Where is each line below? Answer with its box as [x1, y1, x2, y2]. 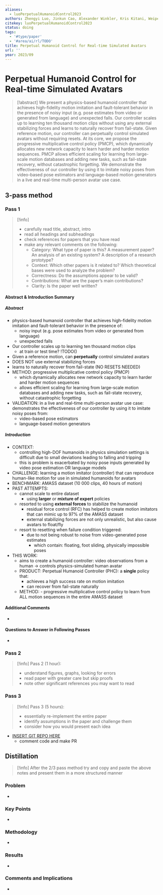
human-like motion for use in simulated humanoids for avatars [12, 475, 136, 481]
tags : [5, 30, 16, 34]
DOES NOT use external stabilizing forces [12, 359, 96, 364]
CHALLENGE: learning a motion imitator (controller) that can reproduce [12, 470, 154, 476]
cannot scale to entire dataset [19, 490, 79, 496]
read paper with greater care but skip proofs [24, 675, 113, 681]
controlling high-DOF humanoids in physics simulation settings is [19, 449, 149, 455]
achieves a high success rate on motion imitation [26, 578, 125, 584]
